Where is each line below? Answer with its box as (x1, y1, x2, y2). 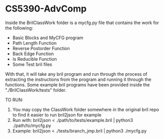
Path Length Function (12, 40, 57, 46)
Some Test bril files (12, 61, 52, 67)
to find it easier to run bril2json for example (12, 111, 101, 118)
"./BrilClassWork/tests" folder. (5, 87, 66, 93)
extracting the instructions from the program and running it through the (5, 76, 151, 82)
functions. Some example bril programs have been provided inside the (5, 81, 150, 88)
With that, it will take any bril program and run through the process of (5, 71, 147, 77)
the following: (5, 25, 33, 31)
